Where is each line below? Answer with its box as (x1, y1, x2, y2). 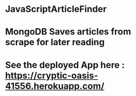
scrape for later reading (5, 37, 105, 48)
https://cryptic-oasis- (5, 70, 99, 81)
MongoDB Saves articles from (5, 26, 132, 38)
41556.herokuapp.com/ (5, 80, 105, 92)
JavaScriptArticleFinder (5, 3, 107, 15)
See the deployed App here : (5, 59, 125, 70)
